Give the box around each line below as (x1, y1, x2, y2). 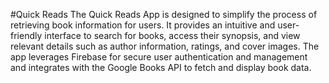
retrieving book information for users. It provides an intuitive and (10, 19, 276, 31)
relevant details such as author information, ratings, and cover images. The (10, 40, 320, 52)
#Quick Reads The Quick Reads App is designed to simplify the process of (10, 9, 318, 20)
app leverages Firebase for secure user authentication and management (10, 51, 308, 63)
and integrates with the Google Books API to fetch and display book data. (10, 62, 312, 73)
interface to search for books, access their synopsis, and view (44, 30, 301, 41)
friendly (10, 30, 43, 41)
